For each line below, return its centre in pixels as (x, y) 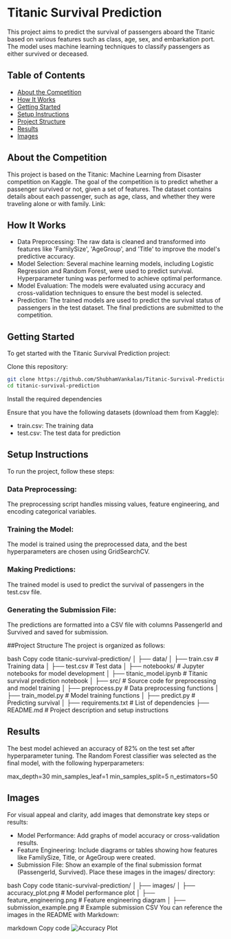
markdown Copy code (38, 928)
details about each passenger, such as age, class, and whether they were (111, 196)
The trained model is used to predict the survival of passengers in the (106, 585)
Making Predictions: (42, 569)
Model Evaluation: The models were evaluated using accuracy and (111, 286)
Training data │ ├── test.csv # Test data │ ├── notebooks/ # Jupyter (106, 666)
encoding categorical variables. (52, 512)
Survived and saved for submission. (58, 632)
